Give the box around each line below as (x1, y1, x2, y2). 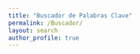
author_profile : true (8, 33, 80, 42)
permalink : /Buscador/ (8, 19, 83, 27)
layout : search (8, 26, 59, 34)
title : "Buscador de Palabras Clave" (8, 11, 133, 20)
